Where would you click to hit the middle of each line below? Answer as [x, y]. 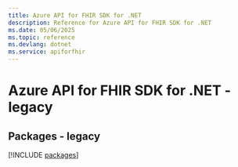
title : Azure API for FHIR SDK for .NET [75, 15]
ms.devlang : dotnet [40, 45]
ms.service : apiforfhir [47, 52]
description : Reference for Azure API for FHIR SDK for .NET [110, 23]
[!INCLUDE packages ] [43, 155]
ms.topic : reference [42, 37]
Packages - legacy [54, 136]
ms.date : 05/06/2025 [42, 30]
